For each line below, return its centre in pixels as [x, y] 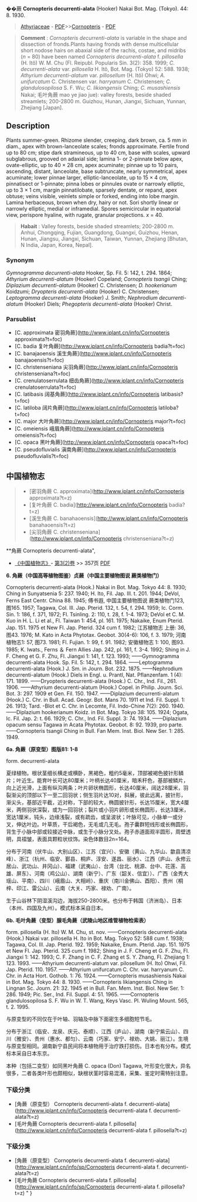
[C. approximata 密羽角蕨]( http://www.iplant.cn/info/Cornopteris [92, 332]
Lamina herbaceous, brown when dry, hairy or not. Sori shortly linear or [92, 202]
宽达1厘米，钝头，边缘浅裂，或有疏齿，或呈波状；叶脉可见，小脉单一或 [92, 817]
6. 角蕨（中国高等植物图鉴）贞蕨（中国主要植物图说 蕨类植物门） [84, 576]
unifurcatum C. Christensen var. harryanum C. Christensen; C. [96, 82]
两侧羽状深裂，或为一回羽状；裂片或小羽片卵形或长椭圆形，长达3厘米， [103, 810]
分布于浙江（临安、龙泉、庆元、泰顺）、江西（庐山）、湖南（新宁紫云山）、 [95, 1031]
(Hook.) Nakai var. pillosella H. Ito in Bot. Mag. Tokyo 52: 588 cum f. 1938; [95, 938]
